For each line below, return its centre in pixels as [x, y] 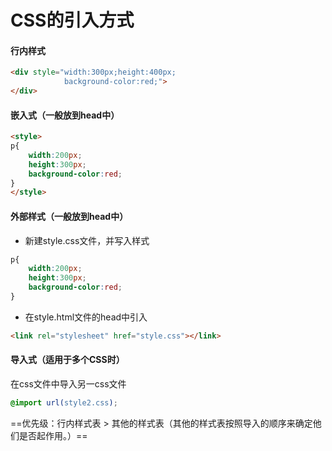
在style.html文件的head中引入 [86, 317]
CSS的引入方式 [72, 20]
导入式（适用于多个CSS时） [67, 360]
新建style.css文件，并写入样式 [87, 240]
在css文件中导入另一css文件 [68, 384]
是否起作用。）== [53, 435]
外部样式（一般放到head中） [69, 216]
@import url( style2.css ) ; [64, 403]
